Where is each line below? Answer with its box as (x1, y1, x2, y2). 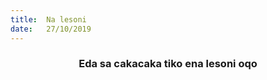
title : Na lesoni (10, 14, 87, 25)
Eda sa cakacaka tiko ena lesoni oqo (78, 57, 258, 71)
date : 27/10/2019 (10, 24, 92, 34)
